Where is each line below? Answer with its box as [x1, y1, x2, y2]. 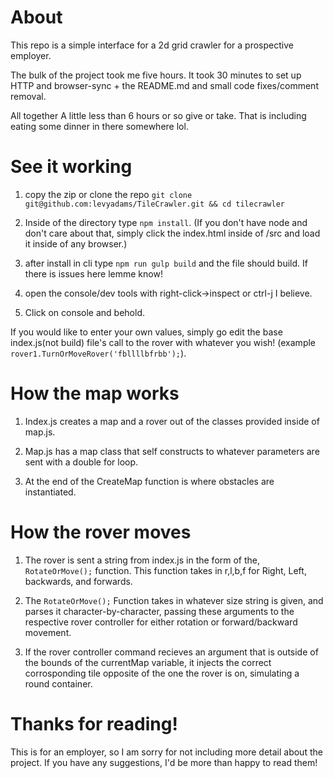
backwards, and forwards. [24, 575, 133, 587]
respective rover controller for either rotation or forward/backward [24, 616, 298, 628]
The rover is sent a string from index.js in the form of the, [24, 554, 261, 566]
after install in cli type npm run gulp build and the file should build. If [24, 257, 308, 269]
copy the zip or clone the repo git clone [24, 188, 193, 200]
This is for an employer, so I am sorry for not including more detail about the [10, 746, 323, 758]
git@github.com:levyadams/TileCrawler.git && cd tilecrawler [24, 199, 286, 209]
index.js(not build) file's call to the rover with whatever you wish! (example [10, 336, 317, 348]
